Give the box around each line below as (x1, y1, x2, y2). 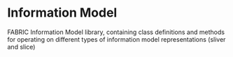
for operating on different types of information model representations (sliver (7, 35, 226, 43)
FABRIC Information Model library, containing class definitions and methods (7, 28, 225, 36)
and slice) (7, 42, 36, 51)
